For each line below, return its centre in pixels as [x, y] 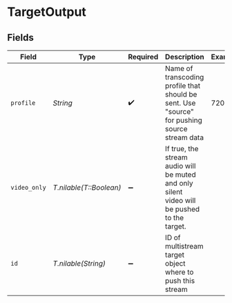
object [175, 263]
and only [179, 183]
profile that [183, 86]
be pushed [182, 209]
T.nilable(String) [79, 263]
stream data [184, 137]
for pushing [183, 120]
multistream [184, 246]
